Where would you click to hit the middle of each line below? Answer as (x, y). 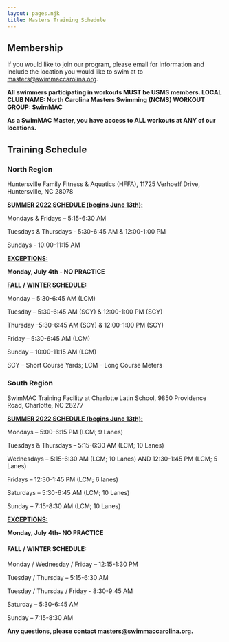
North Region (30, 169)
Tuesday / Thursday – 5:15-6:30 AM (58, 577)
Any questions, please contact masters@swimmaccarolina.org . (100, 631)
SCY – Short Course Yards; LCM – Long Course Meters (85, 365)
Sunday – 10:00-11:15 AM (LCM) (52, 352)
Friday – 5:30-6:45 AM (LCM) (49, 338)
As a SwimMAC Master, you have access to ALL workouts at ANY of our (111, 121)
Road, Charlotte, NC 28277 (45, 405)
